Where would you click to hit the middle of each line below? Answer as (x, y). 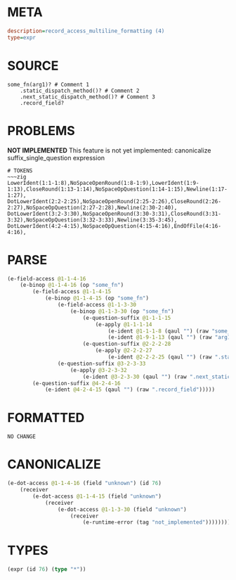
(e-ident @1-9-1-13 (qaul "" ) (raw (160, 337)
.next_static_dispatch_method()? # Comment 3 (88, 97)
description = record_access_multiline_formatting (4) (86, 31)
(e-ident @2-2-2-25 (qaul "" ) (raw (160, 357)
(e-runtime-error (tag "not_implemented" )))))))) (157, 522)
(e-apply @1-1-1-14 (124, 324)
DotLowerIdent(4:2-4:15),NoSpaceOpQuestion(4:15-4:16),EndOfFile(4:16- (114, 226)
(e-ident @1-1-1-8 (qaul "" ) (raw (158, 331)
